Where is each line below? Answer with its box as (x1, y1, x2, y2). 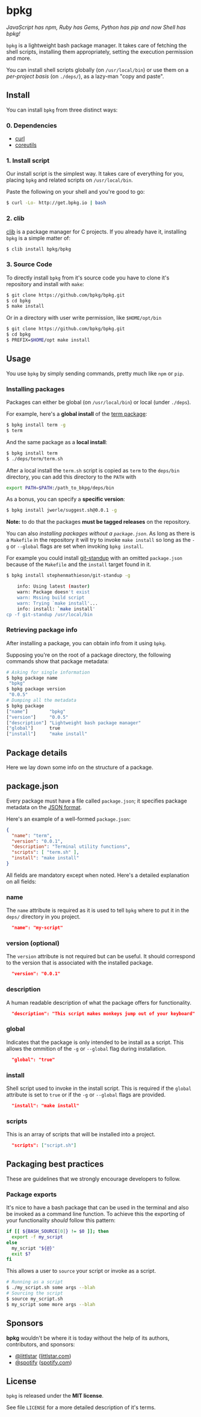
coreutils (14, 141, 37, 148)
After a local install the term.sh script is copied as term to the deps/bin (6, 466, 180, 474)
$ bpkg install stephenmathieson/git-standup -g (6, 573, 131, 579)
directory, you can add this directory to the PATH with (6, 473, 137, 480)
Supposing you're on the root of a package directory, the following (6, 651, 172, 658)
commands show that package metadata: (6, 657, 110, 664)
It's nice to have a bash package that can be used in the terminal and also (6, 1204, 189, 1211)
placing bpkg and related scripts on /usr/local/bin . (6, 176, 134, 184)
